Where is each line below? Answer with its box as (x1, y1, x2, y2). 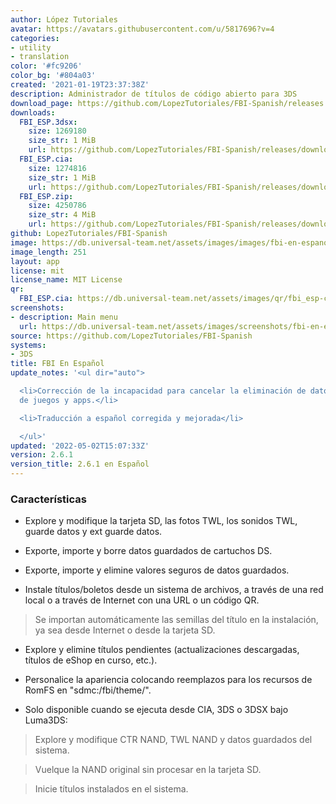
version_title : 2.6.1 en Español (10, 459, 150, 470)
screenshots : (10, 303, 65, 313)
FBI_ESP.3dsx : (19, 117, 78, 127)
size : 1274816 (28, 163, 87, 173)
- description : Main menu (10, 312, 118, 322)
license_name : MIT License (10, 275, 123, 285)
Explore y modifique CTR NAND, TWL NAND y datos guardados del (34, 734, 313, 746)
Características (10, 492, 87, 506)
